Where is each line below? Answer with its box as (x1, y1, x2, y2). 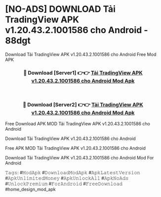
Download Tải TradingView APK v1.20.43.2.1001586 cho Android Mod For (5, 154, 154, 160)
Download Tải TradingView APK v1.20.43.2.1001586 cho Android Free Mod (5, 51, 157, 57)
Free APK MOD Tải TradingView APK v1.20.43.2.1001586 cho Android (5, 145, 146, 151)
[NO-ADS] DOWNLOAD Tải (5, 3, 116, 15)
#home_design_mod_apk (5, 186, 56, 192)
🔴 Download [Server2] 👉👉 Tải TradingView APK (23, 101, 143, 108)
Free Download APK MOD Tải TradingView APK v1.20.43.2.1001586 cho (5, 120, 151, 127)
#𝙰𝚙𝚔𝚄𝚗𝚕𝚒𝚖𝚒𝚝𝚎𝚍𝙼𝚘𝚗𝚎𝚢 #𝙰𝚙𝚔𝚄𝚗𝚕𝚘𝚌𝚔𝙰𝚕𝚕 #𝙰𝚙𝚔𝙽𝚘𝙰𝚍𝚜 (5, 175, 129, 181)
